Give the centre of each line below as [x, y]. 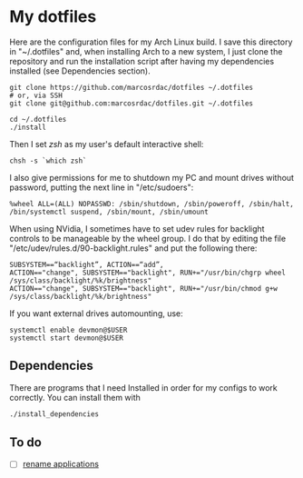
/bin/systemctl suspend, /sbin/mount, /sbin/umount [109, 212]
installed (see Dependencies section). [80, 71]
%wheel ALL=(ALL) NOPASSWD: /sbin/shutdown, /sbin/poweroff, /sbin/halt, [152, 204]
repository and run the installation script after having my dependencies [142, 61]
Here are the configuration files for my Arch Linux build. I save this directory [151, 42]
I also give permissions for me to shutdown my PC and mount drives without [152, 177]
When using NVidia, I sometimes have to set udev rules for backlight [137, 228]
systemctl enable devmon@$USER [68, 330]
